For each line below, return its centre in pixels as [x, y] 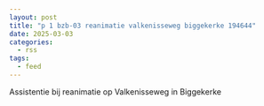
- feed [29, 67]
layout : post [33, 17]
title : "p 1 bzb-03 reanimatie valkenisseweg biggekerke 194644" [132, 26]
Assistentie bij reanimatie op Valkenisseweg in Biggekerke [116, 91]
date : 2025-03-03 [41, 34]
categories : [31, 42]
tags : [19, 58]
